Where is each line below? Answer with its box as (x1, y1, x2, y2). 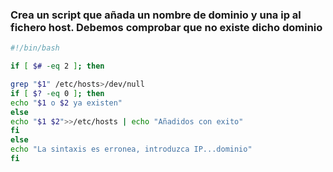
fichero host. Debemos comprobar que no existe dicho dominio (10, 20, 323, 34)
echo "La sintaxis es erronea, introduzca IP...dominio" (10, 144, 253, 155)
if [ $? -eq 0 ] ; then (10, 88, 105, 98)
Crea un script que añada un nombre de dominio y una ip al (10, 8, 302, 22)
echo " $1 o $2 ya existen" (10, 98, 123, 108)
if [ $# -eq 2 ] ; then (10, 61, 105, 72)
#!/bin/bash (10, 43, 60, 53)
